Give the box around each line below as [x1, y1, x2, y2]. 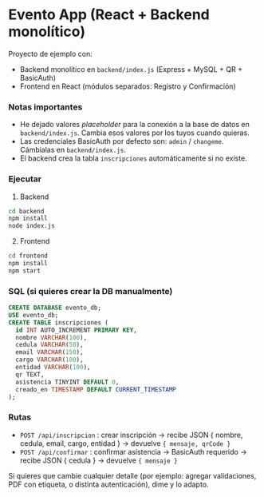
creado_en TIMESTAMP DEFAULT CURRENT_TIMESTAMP [15, 385, 177, 393]
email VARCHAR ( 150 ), [15, 348, 84, 356]
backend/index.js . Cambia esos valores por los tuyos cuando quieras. [19, 128, 250, 137]
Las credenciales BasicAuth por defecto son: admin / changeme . [19, 137, 224, 146]
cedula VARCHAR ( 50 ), [15, 341, 84, 349]
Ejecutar [8, 173, 42, 185]
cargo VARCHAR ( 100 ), [15, 356, 84, 364]
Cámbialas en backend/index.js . [19, 145, 126, 155]
